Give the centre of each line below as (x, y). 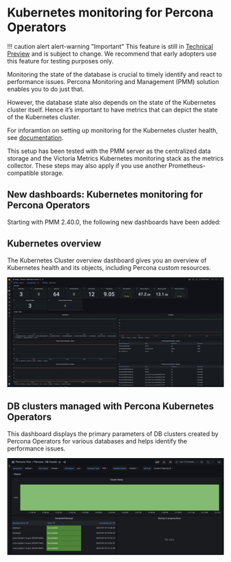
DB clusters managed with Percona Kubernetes (111, 407)
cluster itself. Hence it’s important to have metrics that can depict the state (112, 110)
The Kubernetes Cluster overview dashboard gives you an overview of (107, 260)
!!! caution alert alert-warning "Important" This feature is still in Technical (110, 46)
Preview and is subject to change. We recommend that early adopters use (112, 54)
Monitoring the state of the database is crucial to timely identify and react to (114, 74)
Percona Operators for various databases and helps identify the (97, 441)
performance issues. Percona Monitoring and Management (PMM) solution (113, 81)
